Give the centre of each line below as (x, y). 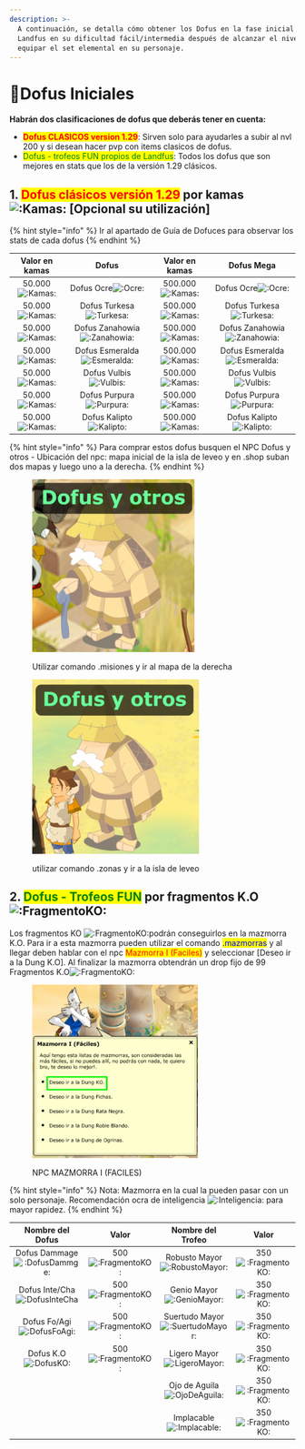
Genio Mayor (194, 1289)
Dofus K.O (47, 1353)
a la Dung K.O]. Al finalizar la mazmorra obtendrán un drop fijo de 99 (138, 962)
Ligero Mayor (194, 1353)
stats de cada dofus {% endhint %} (75, 240)
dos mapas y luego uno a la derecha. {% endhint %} (107, 466)
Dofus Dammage (47, 1253)
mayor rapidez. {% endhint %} (66, 1210)
